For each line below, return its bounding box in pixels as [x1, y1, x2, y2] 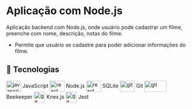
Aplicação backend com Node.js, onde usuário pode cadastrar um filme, [6, 24, 183, 31]
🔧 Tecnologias [6, 65, 60, 75]
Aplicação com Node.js [6, 4, 123, 18]
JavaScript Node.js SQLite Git [22, 82, 144, 89]
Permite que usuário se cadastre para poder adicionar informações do [14, 41, 186, 48]
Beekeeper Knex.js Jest [6, 93, 89, 100]
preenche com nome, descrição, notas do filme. [6, 29, 123, 37]
